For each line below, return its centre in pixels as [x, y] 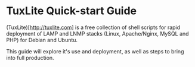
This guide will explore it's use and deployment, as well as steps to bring [95, 51]
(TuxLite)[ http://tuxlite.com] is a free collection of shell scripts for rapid [93, 27]
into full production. [30, 58]
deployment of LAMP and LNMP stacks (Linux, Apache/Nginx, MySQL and [97, 33]
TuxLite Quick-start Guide [72, 11]
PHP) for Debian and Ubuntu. [42, 40]
